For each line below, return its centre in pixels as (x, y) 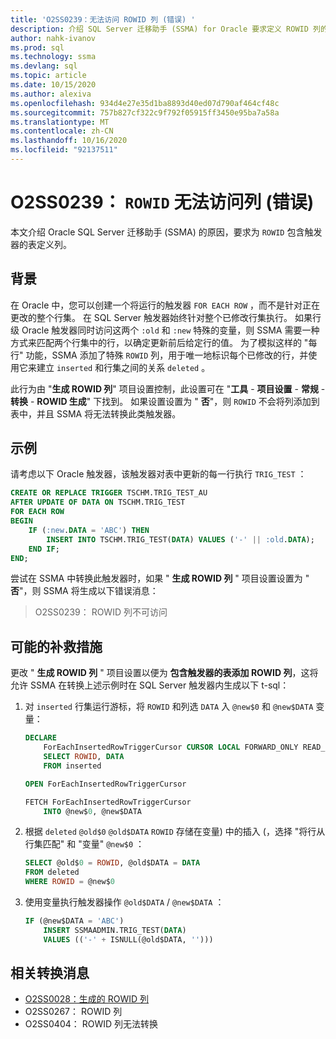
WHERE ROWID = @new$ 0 (70, 882)
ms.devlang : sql (44, 66)
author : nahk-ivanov (53, 38)
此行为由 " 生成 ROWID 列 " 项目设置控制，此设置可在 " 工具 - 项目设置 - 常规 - (168, 388)
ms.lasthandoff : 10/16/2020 (69, 141)
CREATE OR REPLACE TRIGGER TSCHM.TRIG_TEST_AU (109, 493)
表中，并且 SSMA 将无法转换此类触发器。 (96, 413)
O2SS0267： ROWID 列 (73, 1012)
